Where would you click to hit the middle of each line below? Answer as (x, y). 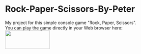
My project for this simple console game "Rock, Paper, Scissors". (71, 23)
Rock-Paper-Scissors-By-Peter (70, 9)
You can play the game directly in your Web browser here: (64, 27)
